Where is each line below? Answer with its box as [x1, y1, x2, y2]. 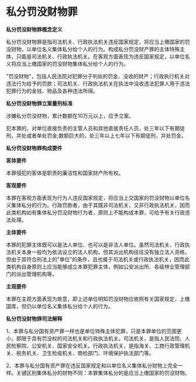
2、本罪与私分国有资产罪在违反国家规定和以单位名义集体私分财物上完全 [6, 361, 178, 369]
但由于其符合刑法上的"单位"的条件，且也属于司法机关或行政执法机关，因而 [6, 255, 185, 262]
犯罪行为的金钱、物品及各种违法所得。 [6, 87, 98, 94]
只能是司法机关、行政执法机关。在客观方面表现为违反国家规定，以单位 [16, 53, 185, 60]
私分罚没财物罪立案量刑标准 [6, 100, 73, 107]
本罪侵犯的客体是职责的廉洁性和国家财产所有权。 [6, 169, 124, 176]
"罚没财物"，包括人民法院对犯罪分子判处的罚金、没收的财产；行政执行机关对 [6, 73, 190, 80]
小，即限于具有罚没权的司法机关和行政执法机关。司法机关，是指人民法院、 [6, 335, 185, 342]
